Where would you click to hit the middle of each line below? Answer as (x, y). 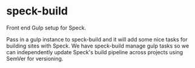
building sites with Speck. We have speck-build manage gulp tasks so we (98, 46)
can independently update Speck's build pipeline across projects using (95, 52)
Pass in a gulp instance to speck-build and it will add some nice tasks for (97, 39)
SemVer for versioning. (35, 58)
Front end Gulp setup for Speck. (46, 28)
